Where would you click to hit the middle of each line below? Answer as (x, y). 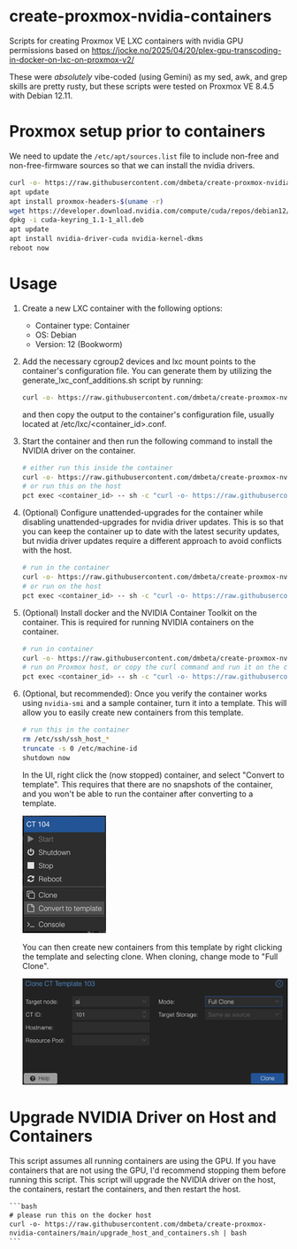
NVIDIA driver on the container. (79, 450)
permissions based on (49, 50)
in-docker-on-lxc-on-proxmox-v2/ (72, 59)
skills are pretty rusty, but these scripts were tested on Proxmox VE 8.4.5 (141, 86)
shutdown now (46, 758)
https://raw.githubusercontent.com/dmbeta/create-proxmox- (156, 1224)
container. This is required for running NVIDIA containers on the (138, 622)
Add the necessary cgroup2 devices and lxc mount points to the (139, 361)
